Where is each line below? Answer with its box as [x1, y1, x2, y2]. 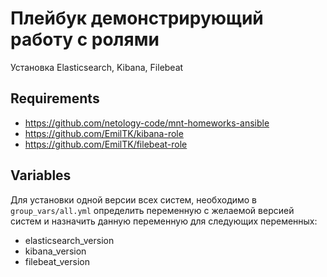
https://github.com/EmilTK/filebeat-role [24, 138, 188, 150]
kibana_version [24, 245, 87, 257]
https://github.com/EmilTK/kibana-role [24, 127, 184, 139]
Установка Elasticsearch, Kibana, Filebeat [10, 61, 184, 73]
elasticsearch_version [24, 234, 115, 246]
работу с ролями [10, 28, 160, 51]
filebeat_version [24, 255, 90, 267]
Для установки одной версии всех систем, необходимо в [10, 193, 258, 206]
